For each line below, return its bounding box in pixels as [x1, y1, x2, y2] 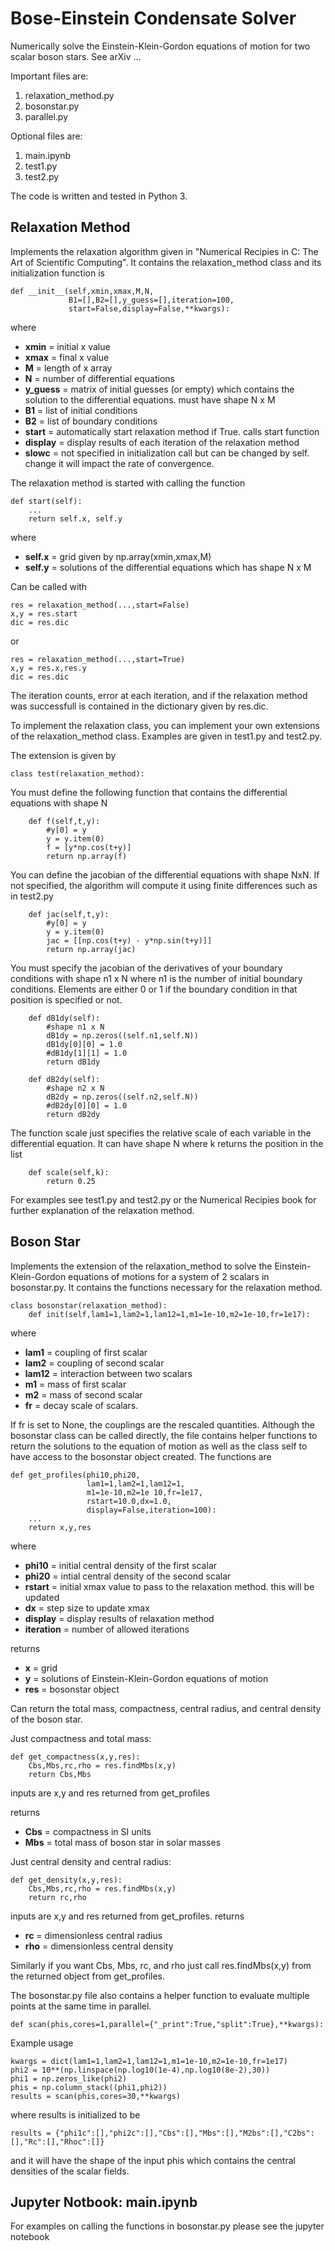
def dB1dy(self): [28, 1013, 101, 1023]
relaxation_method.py [24, 89, 115, 101]
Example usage [10, 2037, 74, 2049]
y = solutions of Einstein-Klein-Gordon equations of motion [24, 1672, 269, 1684]
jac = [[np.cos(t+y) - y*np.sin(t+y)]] [46, 935, 213, 946]
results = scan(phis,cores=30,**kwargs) [10, 2091, 182, 2101]
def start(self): [10, 496, 83, 506]
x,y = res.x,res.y [10, 663, 87, 673]
